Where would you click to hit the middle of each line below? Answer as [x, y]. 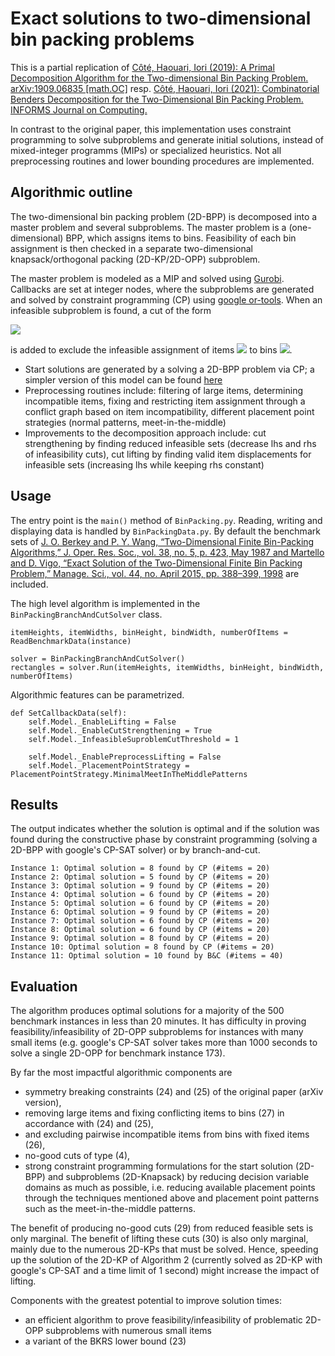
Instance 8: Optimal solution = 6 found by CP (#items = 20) [140, 930]
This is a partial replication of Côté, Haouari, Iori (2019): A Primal [142, 67]
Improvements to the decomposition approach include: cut [145, 433]
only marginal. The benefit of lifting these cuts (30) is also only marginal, [159, 1239]
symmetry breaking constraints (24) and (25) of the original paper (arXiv [174, 1092]
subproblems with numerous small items [128, 1331]
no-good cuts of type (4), [77, 1156]
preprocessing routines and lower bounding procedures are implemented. [162, 161]
